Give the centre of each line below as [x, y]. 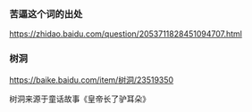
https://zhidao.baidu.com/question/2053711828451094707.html [126, 34]
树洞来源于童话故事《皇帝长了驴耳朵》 [80, 99]
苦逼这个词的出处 [46, 13]
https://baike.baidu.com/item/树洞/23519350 [92, 80]
